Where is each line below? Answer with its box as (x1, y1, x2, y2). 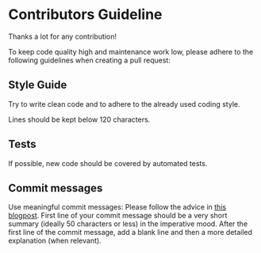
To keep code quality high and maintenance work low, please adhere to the (8, 47, 254, 56)
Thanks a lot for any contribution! (8, 32, 117, 41)
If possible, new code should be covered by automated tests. (8, 158, 208, 168)
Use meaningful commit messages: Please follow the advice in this (8, 202, 227, 212)
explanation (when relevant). (8, 236, 102, 246)
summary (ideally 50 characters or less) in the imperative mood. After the (8, 219, 248, 228)
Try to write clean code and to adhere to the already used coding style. (8, 99, 240, 108)
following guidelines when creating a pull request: (8, 55, 171, 65)
